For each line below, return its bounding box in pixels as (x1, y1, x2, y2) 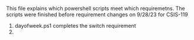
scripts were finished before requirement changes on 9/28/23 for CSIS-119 (6, 11, 188, 18)
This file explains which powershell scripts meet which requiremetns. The (6, 5, 185, 12)
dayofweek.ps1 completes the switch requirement (14, 23, 136, 29)
